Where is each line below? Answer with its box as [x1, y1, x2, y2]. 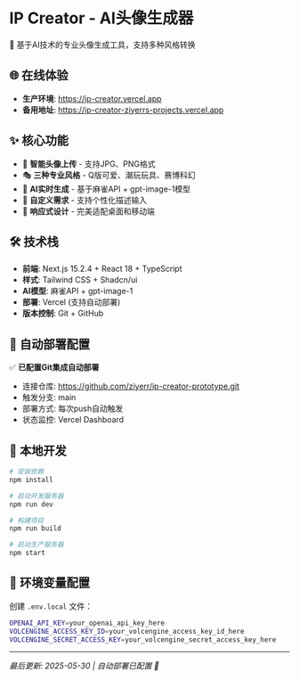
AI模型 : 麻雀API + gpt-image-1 [21, 286, 133, 297]
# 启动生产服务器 [9, 540, 64, 549]
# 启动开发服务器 [9, 491, 64, 500]
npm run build [9, 524, 62, 533]
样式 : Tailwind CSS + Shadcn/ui [21, 274, 138, 285]
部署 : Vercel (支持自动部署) [21, 297, 121, 307]
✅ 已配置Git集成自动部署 [9, 362, 100, 373]
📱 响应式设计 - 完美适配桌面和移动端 [21, 206, 156, 217]
